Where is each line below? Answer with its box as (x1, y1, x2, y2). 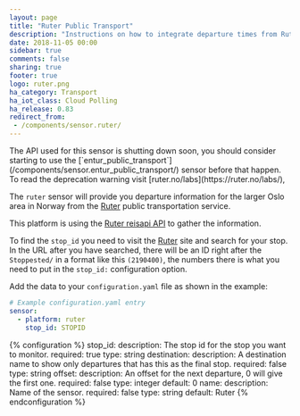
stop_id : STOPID (25, 323, 87, 332)
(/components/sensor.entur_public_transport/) (9, 164, 179, 175)
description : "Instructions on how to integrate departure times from (9, 29, 278, 38)
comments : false (9, 54, 70, 63)
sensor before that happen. (180, 164, 281, 175)
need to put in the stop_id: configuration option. (9, 264, 187, 274)
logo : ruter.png (9, 79, 70, 88)
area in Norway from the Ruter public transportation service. (9, 201, 231, 211)
